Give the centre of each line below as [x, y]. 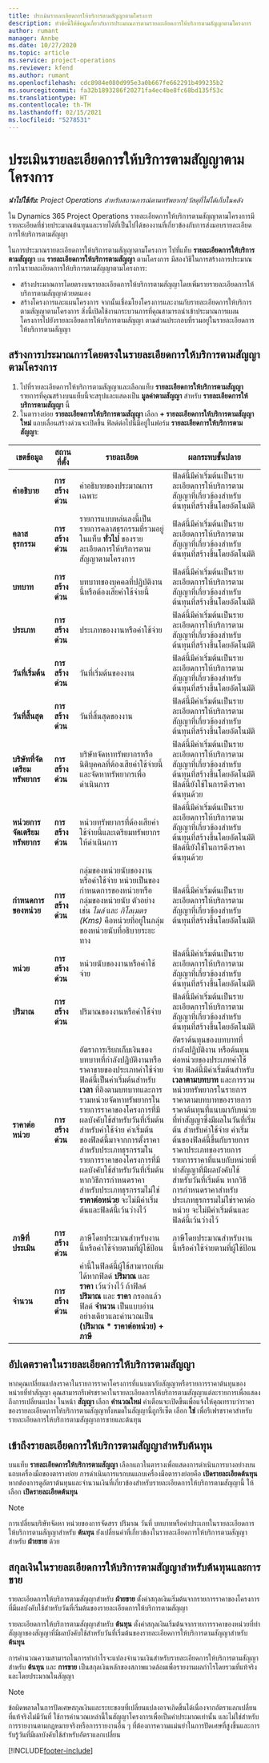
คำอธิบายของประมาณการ [116, 486]
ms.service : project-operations [62, 61]
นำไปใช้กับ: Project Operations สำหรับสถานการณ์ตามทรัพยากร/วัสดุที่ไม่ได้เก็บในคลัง [126, 200]
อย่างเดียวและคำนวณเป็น [116, 1316]
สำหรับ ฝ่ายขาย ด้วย [34, 1541]
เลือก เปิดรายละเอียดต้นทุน [43, 1492]
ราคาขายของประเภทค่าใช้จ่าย [121, 1069]
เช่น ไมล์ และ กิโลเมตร [113, 910]
